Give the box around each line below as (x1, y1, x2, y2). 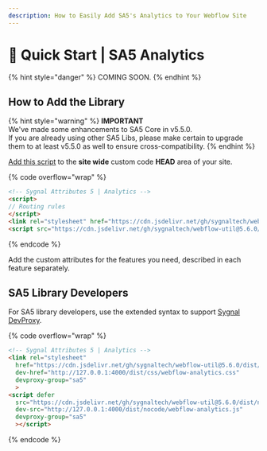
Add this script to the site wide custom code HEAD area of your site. (8, 157, 233, 167)
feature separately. (8, 263, 70, 273)
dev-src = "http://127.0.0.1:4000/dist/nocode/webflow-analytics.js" (15, 406, 244, 414)
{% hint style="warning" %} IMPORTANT (8, 116, 144, 126)
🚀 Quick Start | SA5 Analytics (8, 45, 205, 64)
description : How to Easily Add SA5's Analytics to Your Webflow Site (8, 11, 247, 20)
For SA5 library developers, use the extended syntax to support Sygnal (8, 307, 241, 317)
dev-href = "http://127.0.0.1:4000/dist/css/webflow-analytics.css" (15, 369, 240, 377)
